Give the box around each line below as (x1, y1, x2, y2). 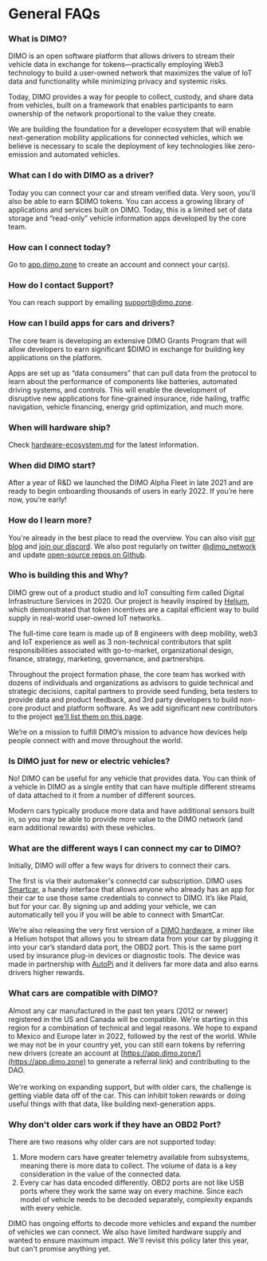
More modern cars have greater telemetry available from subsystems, (19, 1153, 249, 1162)
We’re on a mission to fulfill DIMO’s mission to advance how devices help (8, 726, 248, 737)
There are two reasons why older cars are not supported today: (8, 1137, 217, 1147)
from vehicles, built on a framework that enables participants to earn (8, 100, 234, 110)
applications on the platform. (8, 352, 103, 362)
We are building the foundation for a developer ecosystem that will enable (8, 124, 251, 134)
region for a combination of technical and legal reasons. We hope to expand (8, 1023, 257, 1032)
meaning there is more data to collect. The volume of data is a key (19, 1161, 238, 1171)
